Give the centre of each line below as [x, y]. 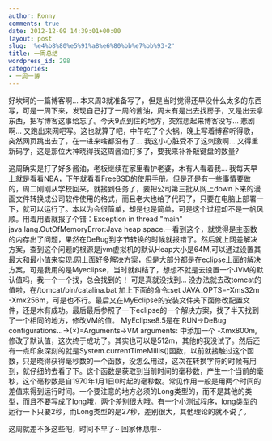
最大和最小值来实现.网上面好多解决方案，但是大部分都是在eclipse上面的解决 [135, 259]
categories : [28, 69]
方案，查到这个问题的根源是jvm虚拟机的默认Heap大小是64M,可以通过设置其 [135, 249]
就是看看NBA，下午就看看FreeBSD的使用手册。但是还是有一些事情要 [130, 178]
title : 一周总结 [33, 54]
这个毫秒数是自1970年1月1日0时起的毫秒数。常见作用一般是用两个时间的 [142, 381]
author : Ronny [32, 16]
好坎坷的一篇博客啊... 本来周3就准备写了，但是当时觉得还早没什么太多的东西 [135, 100]
